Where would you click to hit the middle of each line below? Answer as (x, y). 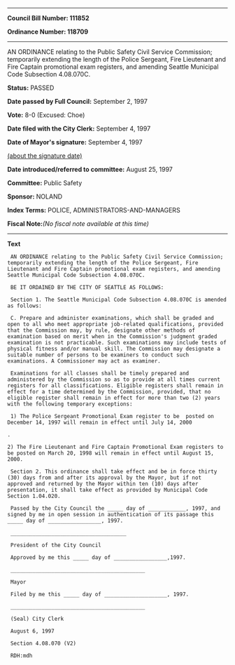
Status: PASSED (31, 88)
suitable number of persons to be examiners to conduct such (98, 355)
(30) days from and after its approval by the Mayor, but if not (104, 478)
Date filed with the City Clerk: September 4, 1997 (79, 128)
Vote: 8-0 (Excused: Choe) (46, 115)
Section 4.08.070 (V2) (43, 643)
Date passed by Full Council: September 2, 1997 (78, 101)
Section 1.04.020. (34, 496)
